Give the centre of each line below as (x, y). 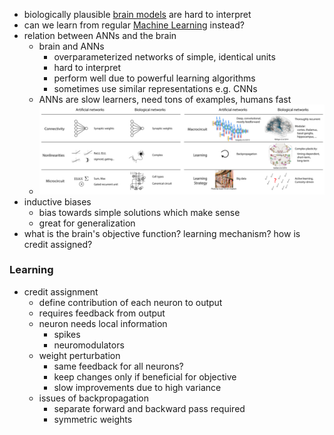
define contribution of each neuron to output (130, 302)
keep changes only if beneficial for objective (145, 376)
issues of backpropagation (93, 398)
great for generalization (87, 223)
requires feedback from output (102, 313)
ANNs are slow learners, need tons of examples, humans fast (165, 99)
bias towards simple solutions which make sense (139, 212)
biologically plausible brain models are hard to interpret (137, 14)
